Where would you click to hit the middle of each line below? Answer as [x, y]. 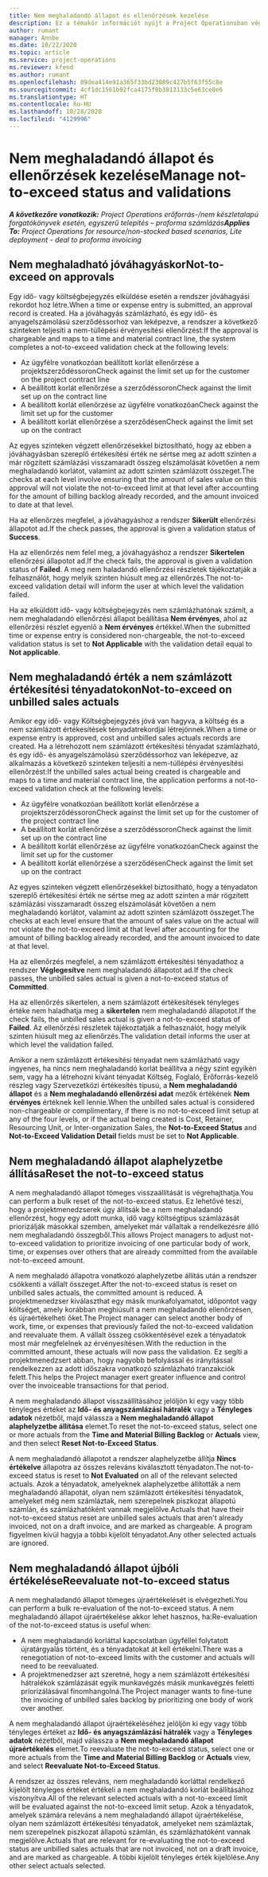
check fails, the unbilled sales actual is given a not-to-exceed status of [125, 1020]
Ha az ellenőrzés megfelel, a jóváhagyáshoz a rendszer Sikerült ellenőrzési [132, 520]
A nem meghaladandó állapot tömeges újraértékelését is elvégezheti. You [128, 1600]
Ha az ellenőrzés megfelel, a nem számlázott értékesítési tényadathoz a [126, 962]
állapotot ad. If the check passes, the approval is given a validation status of [132, 528]
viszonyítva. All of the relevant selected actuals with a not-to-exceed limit [128, 1798]
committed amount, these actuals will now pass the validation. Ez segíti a [128, 1352]
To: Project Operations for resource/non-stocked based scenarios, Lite [126, 231]
